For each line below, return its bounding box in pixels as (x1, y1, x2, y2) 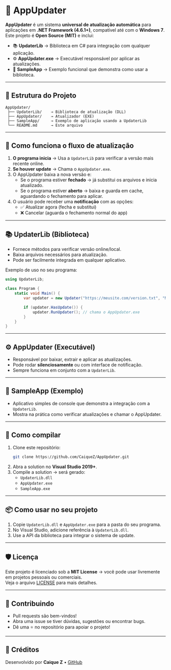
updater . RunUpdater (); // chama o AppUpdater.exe (32, 309, 140, 315)
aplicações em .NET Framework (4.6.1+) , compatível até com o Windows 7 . (5, 27, 165, 33)
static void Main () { (14, 291, 60, 296)
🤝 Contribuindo (5, 599, 54, 608)
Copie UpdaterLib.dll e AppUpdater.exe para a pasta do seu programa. (12, 521, 161, 528)
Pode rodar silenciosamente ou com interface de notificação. (12, 362, 143, 368)
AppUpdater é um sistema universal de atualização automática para (5, 21, 152, 28)
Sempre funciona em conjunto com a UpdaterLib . (12, 367, 116, 374)
